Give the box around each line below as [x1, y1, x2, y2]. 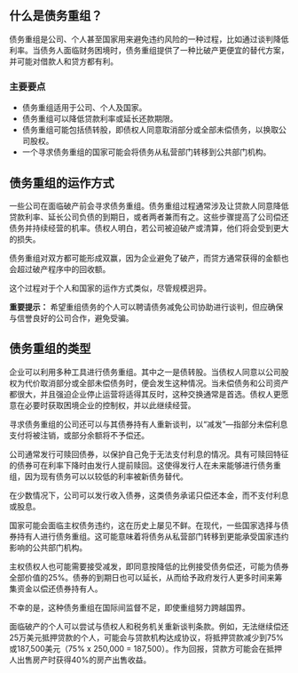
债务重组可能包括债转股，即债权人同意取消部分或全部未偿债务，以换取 [21, 124, 279, 135]
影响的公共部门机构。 [9, 541, 87, 553]
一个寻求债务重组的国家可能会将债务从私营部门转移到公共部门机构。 [21, 147, 271, 157]
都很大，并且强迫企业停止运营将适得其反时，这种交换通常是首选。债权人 [9, 389, 273, 399]
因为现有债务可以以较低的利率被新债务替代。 [24, 470, 188, 482]
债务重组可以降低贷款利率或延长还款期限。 [21, 114, 178, 124]
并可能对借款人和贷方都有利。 [9, 56, 118, 67]
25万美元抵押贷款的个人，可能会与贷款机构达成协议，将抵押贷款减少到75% [9, 632, 284, 643]
